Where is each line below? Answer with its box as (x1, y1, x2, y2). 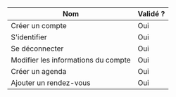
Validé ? (137, 9, 165, 18)
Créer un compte (11, 21, 67, 30)
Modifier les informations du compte (11, 56, 132, 65)
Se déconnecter (11, 44, 64, 53)
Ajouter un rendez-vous (11, 78, 91, 87)
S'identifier (11, 32, 47, 41)
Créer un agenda (11, 67, 67, 76)
